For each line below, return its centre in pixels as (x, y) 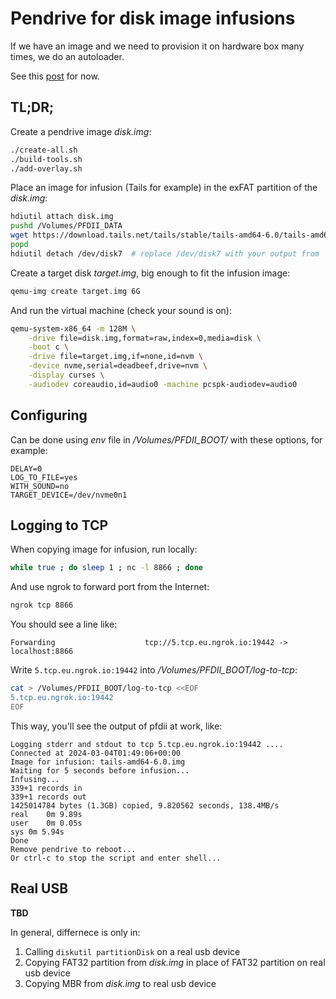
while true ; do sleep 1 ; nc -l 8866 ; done (107, 568)
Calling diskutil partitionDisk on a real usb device (132, 951)
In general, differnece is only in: (75, 932)
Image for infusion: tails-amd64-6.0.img (98, 762)
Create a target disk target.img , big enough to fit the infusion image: (150, 273)
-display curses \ (66, 375)
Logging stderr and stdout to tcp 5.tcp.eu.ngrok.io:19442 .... (147, 744)
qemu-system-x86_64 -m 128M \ (73, 328)
